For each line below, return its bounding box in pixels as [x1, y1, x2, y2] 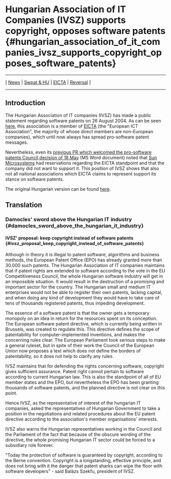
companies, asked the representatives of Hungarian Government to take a [5, 405, 160, 411]
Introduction [5, 99, 46, 107]
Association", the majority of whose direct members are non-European [5, 128, 154, 134]
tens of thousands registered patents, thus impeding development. [5, 300, 145, 306]
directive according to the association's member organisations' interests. [5, 416, 158, 423]
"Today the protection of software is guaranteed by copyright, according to [5, 452, 163, 458]
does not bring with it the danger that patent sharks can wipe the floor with [5, 463, 163, 469]
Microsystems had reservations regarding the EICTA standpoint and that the [5, 160, 164, 166]
